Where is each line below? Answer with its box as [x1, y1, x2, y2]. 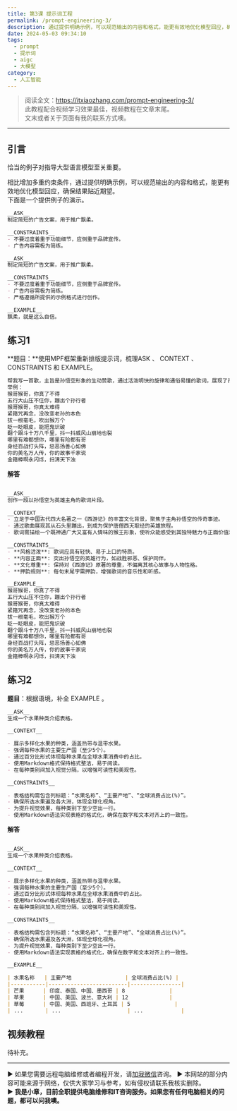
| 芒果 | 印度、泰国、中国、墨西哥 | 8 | [7, 988, 173, 995]
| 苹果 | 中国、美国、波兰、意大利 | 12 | [7, 994, 173, 1001]
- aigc [13, 56, 33, 63]
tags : [7, 37, 23, 44]
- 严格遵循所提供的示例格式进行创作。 [7, 293, 104, 300]
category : [7, 69, 37, 76]
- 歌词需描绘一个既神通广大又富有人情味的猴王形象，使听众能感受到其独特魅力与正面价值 [7, 529, 229, 536]
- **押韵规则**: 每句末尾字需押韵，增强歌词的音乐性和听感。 [7, 568, 164, 575]
